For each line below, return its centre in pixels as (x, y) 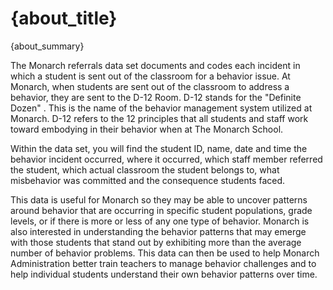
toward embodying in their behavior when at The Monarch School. (147, 129)
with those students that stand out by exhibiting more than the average (156, 242)
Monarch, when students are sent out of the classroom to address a (150, 86)
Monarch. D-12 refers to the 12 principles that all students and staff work (159, 118)
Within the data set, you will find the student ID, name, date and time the (159, 148)
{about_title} (64, 18)
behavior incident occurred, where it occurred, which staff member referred (166, 159)
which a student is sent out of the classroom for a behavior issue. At (150, 76)
